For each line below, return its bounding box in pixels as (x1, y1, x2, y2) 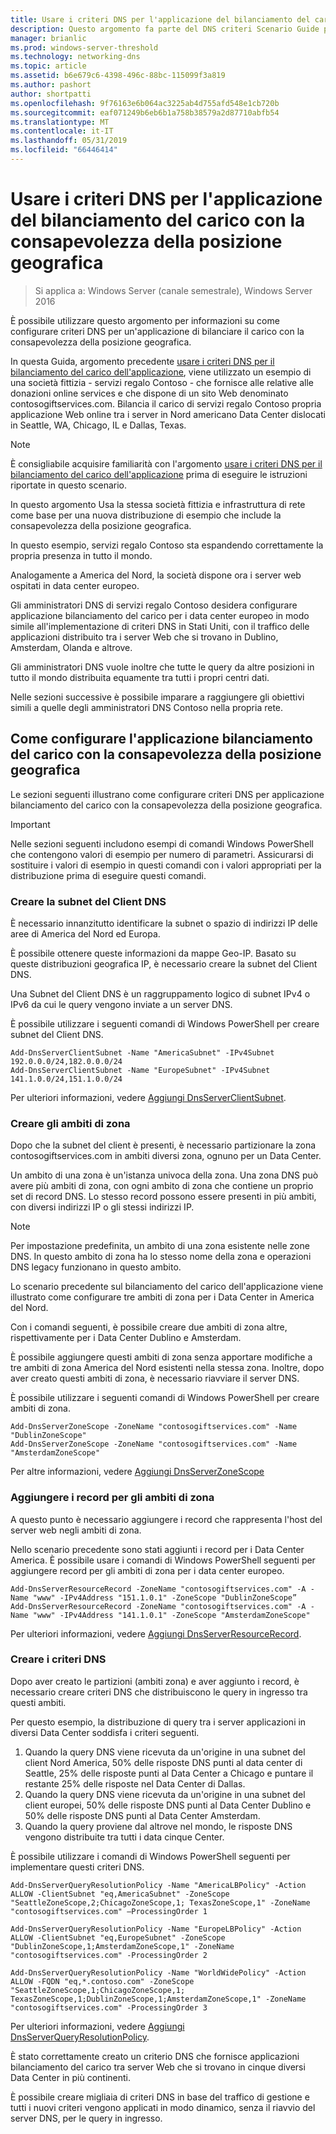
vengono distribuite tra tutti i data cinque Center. (24, 1831, 225, 1843)
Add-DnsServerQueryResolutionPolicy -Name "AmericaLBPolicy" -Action (10, 1880, 307, 1890)
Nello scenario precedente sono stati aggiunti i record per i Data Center (10, 1543, 305, 1555)
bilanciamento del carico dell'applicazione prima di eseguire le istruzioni (10, 468, 308, 480)
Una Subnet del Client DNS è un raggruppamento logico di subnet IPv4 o (10, 987, 311, 1000)
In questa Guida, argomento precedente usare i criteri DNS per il (10, 355, 275, 367)
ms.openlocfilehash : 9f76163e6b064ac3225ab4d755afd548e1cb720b (10, 98, 280, 108)
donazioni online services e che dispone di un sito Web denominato (10, 387, 289, 399)
